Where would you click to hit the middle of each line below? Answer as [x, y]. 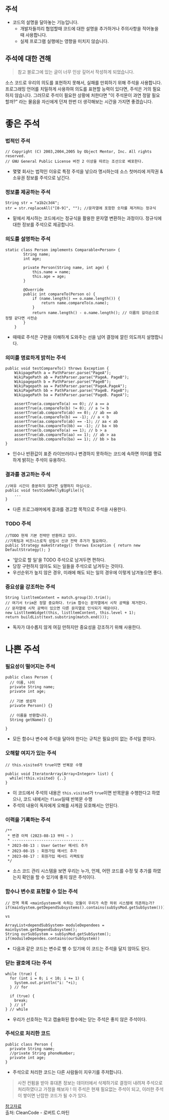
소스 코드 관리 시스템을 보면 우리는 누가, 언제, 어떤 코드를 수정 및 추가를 [82, 871]
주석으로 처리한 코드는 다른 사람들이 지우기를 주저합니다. [68, 1072]
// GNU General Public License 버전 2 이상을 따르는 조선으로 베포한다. [74, 162]
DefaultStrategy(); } [28, 550]
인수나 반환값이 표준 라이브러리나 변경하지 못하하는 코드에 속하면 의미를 [82, 454]
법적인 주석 [18, 141]
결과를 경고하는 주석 [28, 474]
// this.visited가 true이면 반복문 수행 [44, 765]
